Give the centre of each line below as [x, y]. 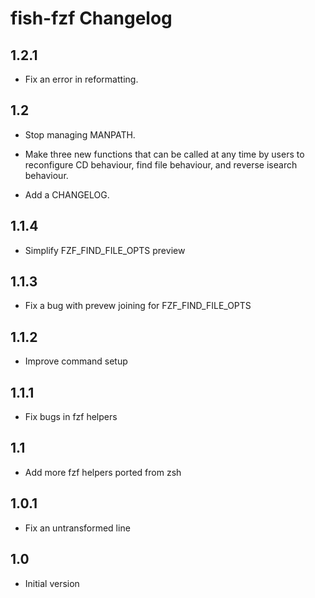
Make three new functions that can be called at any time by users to [164, 154]
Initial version [52, 583]
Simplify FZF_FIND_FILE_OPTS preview [105, 250]
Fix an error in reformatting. [81, 79]
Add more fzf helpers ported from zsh [103, 472]
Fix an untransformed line [77, 528]
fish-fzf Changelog [91, 18]
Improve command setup [76, 361]
